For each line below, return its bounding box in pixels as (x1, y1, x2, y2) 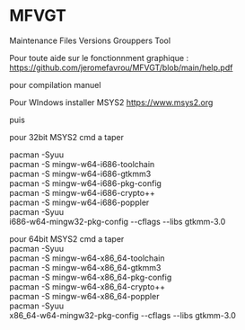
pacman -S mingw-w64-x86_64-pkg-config (9, 272, 172, 282)
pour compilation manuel (9, 79, 101, 90)
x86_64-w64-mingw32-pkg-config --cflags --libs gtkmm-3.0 (9, 309, 236, 320)
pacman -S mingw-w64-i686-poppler (9, 197, 150, 208)
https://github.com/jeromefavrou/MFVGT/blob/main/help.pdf (9, 62, 233, 73)
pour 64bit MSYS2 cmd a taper (9, 233, 125, 244)
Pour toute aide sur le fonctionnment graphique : (9, 52, 189, 63)
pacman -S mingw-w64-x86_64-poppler (9, 290, 160, 301)
